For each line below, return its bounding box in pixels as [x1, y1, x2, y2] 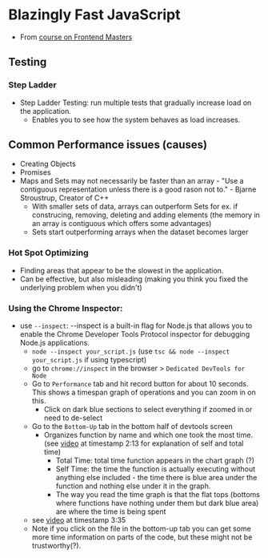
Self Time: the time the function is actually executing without [55, 464, 256, 474]
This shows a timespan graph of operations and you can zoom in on [31, 387, 256, 398]
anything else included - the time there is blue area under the [55, 473, 258, 483]
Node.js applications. [19, 338, 90, 348]
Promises [19, 168, 51, 177]
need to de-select [43, 413, 103, 423]
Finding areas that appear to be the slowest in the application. [19, 265, 224, 275]
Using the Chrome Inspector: [8, 302, 123, 313]
